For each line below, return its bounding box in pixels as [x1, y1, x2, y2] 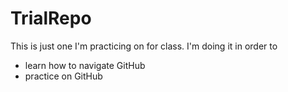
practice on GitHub [24, 70, 103, 82]
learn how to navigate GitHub [24, 59, 146, 71]
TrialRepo [10, 7, 92, 30]
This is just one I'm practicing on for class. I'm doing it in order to [10, 40, 278, 52]
